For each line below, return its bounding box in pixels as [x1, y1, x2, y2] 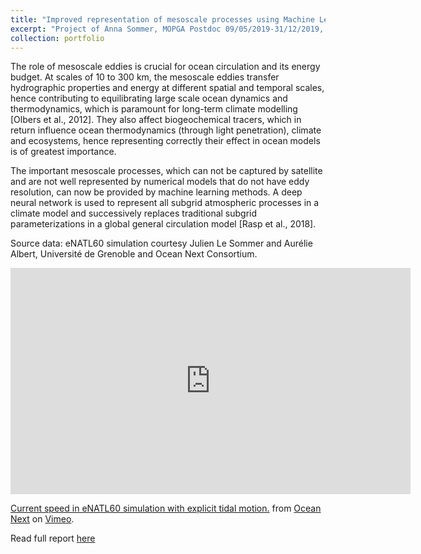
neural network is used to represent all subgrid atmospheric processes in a [10, 197, 320, 209]
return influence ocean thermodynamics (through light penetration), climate [10, 124, 322, 136]
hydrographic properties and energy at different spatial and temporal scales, [10, 82, 325, 94]
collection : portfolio [10, 33, 105, 43]
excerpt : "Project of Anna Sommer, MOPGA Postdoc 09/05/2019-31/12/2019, [10, 24, 325, 34]
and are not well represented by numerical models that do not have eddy [10, 176, 310, 188]
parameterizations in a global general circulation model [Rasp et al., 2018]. [10, 218, 317, 230]
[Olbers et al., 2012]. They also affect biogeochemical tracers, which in [10, 114, 302, 126]
